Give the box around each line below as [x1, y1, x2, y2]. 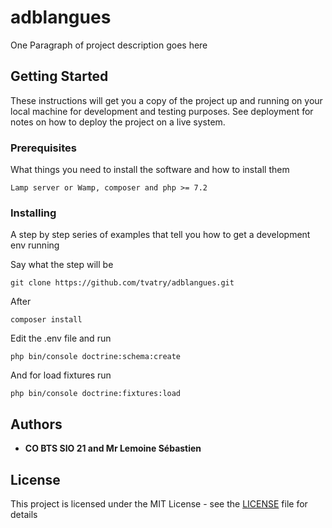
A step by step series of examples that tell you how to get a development [10, 229, 311, 241]
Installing [10, 206, 57, 220]
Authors [10, 416, 63, 433]
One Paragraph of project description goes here [10, 39, 208, 51]
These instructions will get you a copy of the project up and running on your [10, 94, 323, 106]
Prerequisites [10, 141, 77, 155]
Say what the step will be [10, 259, 114, 271]
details [10, 508, 38, 520]
